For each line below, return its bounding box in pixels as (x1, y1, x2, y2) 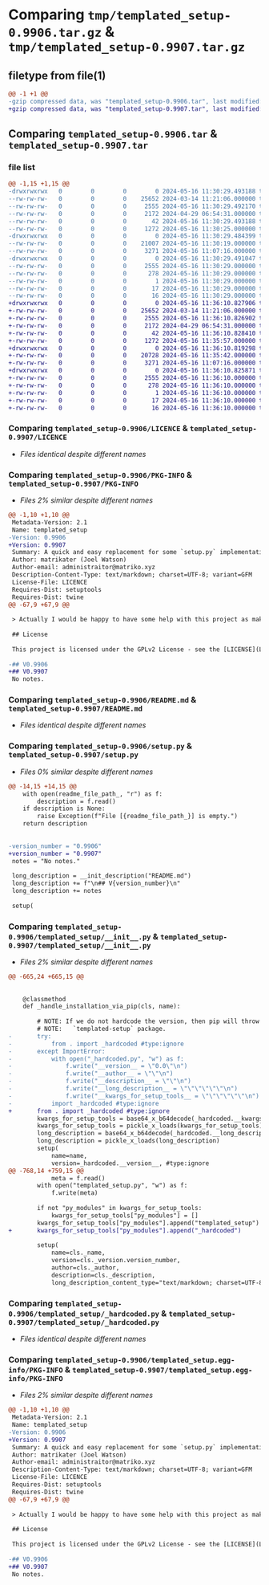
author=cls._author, (50, 1264, 120, 1272)
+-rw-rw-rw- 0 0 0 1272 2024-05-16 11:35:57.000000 (8, 336, 256, 344)
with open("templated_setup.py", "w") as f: (37, 1182, 188, 1190)
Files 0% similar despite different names (19, 767, 154, 776)
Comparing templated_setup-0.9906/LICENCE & (8, 423, 188, 434)
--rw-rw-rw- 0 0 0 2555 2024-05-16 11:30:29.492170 (8, 202, 256, 210)
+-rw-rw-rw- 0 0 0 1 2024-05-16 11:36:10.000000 (8, 389, 256, 397)
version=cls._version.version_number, (50, 1257, 181, 1265)
